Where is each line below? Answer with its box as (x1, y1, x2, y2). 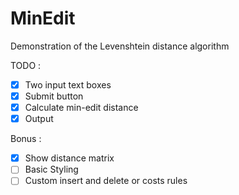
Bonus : (10, 133, 42, 145)
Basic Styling (24, 163, 79, 176)
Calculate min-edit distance (24, 102, 139, 114)
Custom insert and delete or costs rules (24, 175, 188, 187)
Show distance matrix (24, 152, 115, 164)
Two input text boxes (24, 78, 112, 91)
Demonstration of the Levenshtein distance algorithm (10, 40, 230, 52)
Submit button (24, 90, 84, 102)
